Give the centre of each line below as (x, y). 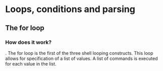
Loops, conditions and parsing (70, 9)
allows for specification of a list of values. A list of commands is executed (82, 58)
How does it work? (29, 42)
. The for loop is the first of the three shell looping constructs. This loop (79, 53)
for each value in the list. (31, 63)
